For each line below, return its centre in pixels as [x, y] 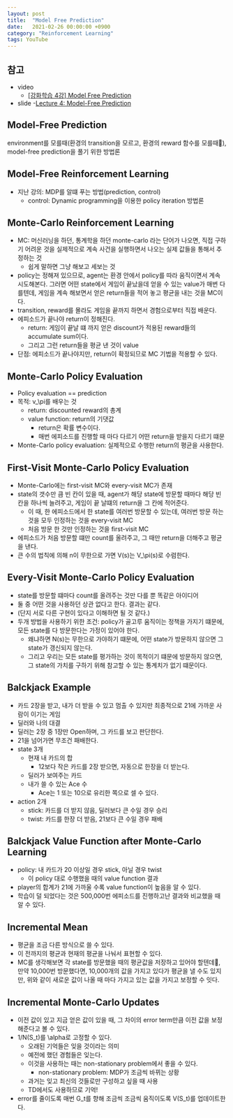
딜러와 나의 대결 [39, 723]
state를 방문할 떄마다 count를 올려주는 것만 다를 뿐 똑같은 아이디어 [108, 595]
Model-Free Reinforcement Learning [88, 174]
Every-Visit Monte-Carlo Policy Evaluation [101, 578]
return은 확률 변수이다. [69, 428]
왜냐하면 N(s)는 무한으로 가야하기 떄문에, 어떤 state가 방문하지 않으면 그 [126, 639]
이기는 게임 [45, 714]
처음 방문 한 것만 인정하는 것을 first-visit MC [88, 529]
